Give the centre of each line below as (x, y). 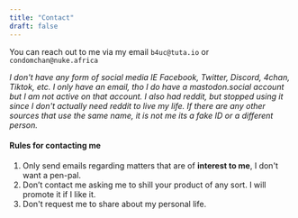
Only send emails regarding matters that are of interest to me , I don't (150, 165)
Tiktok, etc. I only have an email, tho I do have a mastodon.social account (147, 86)
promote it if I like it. (59, 194)
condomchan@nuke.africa (54, 60)
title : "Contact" (42, 18)
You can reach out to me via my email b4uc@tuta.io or (109, 51)
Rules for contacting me (55, 146)
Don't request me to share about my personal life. (114, 204)
